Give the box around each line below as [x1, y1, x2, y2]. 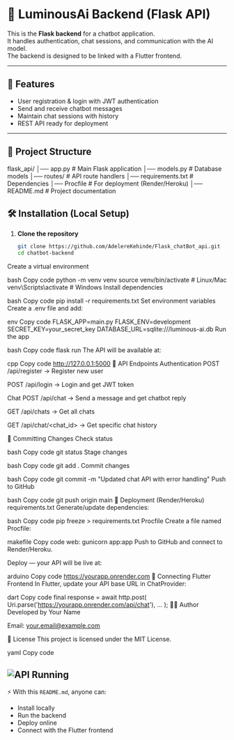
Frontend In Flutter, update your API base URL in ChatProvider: [7, 580, 187, 588]
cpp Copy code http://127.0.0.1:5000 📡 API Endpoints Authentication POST [7, 359, 220, 368]
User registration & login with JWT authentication [17, 97, 159, 105]
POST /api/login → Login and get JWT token [7, 380, 134, 389]
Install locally [17, 704, 55, 712]
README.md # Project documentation [7, 186, 116, 195]
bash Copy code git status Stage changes [7, 448, 127, 456]
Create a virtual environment [7, 262, 89, 271]
